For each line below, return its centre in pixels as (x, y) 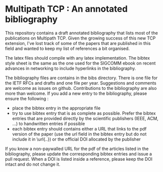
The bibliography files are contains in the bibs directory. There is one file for (81, 78)
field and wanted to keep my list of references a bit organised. (68, 48)
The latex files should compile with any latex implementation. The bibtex (78, 58)
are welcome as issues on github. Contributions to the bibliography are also (81, 88)
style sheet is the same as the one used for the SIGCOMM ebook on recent (81, 63)
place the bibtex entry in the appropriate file (56, 108)
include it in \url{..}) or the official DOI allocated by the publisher (76, 139)
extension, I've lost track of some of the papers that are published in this (78, 43)
